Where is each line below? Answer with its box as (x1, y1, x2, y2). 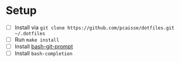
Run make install (14, 36, 59, 43)
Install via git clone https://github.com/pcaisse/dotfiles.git (14, 24, 175, 31)
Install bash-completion (14, 50, 73, 57)
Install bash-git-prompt (14, 43, 73, 50)
